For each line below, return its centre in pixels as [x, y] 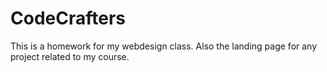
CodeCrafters [68, 18]
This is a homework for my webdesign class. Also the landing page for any [164, 46]
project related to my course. [70, 56]
